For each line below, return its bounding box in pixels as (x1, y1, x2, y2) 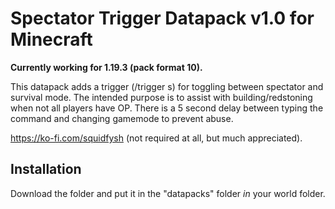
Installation (10, 161, 82, 178)
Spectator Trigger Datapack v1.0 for (10, 7, 315, 30)
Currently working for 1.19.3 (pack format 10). (10, 61, 203, 73)
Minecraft (10, 28, 93, 51)
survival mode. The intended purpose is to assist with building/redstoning (10, 91, 313, 103)
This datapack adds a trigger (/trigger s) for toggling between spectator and (10, 80, 324, 92)
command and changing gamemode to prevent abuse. (10, 112, 234, 124)
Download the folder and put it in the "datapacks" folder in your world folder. (10, 187, 326, 199)
